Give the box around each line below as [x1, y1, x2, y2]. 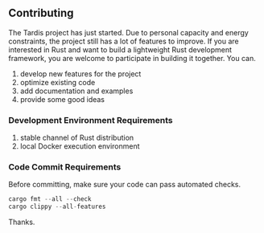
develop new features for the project [19, 68, 142, 79]
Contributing [8, 6, 74, 20]
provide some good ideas [19, 94, 105, 104]
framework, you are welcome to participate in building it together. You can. [8, 53, 256, 63]
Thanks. [8, 217, 35, 227]
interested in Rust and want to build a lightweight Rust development [8, 44, 232, 55]
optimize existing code [19, 77, 96, 87]
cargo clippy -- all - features [8, 202, 106, 211]
